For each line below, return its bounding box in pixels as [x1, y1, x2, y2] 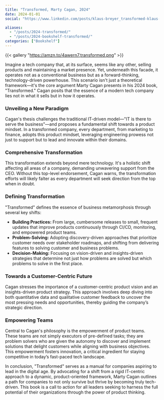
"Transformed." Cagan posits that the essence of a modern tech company [5, 88, 154, 93]
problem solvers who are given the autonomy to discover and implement [5, 338, 151, 344]
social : [5, 16, 21, 21]
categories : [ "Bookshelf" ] [5, 39, 60, 44]
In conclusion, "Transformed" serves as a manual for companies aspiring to [5, 363, 157, 369]
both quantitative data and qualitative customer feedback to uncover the [5, 294, 150, 300]
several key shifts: [5, 209, 41, 215]
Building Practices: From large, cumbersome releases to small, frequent [12, 219, 158, 225]
